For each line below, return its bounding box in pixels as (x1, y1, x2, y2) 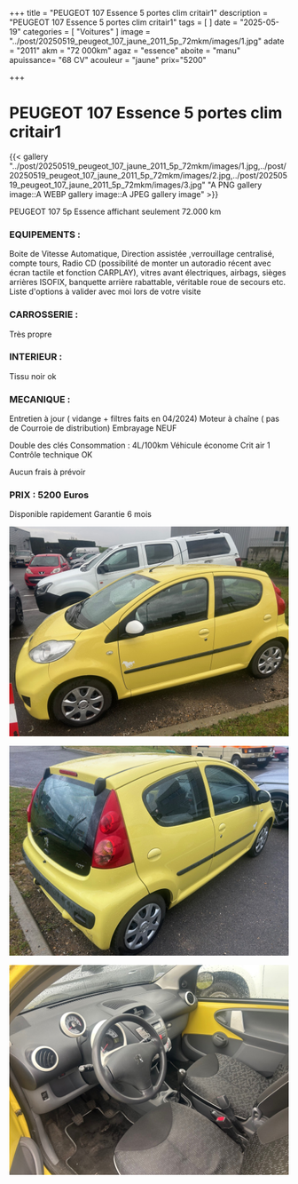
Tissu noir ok (9, 370, 57, 381)
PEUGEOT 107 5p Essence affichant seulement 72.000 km (9, 206, 222, 217)
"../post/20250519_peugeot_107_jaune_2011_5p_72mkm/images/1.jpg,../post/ (9, 160, 286, 171)
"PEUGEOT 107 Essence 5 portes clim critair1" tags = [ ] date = (9, 17, 238, 28)
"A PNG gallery (207, 179, 263, 190)
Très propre (9, 329, 52, 339)
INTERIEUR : (9, 351, 63, 363)
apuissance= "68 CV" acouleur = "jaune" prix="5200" (9, 55, 207, 65)
